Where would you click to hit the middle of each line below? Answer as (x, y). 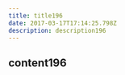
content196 (37, 63)
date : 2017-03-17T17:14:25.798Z (62, 23)
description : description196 (57, 30)
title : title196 (35, 16)
